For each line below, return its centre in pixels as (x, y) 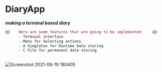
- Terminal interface (41, 36)
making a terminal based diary (38, 23)
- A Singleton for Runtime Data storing (61, 46)
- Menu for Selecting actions (50, 41)
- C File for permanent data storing (58, 51)
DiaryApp (25, 9)
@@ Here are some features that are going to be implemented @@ (81, 32)
